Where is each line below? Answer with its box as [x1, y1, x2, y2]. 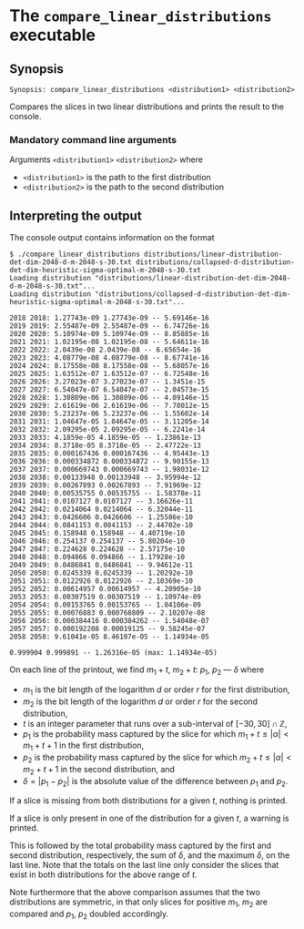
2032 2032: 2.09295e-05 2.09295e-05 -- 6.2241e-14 [9, 425, 206, 434]
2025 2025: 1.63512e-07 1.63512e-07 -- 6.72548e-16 [9, 370, 209, 379]
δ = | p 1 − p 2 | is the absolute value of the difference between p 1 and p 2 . [22, 775, 289, 789]
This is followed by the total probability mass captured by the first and [9, 840, 271, 852]
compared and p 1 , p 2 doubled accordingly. [9, 908, 169, 922]
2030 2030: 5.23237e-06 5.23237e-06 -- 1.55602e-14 [9, 409, 209, 419]
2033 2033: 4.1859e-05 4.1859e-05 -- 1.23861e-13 [9, 434, 202, 443]
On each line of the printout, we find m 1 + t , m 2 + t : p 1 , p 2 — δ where [9, 664, 265, 677]
